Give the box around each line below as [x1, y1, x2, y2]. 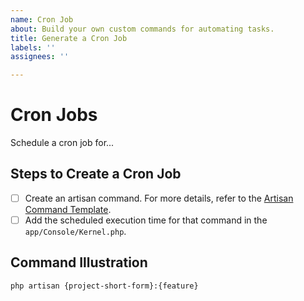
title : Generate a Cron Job [10, 33, 128, 43]
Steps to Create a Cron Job [10, 166, 182, 183]
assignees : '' [10, 52, 70, 62]
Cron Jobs [10, 104, 98, 126]
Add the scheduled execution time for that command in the [24, 214, 268, 226]
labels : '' [10, 42, 56, 53]
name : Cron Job [10, 14, 74, 25]
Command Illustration [10, 254, 148, 271]
